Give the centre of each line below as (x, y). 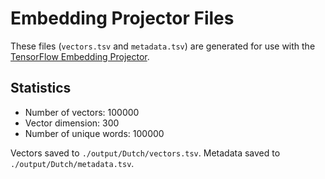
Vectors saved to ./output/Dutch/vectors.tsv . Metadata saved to (145, 153)
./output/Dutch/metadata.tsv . (72, 163)
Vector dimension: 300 (72, 123)
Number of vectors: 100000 (82, 112)
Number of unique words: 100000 (94, 133)
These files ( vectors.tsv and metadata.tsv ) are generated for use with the (163, 46)
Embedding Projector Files (122, 18)
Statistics (41, 88)
